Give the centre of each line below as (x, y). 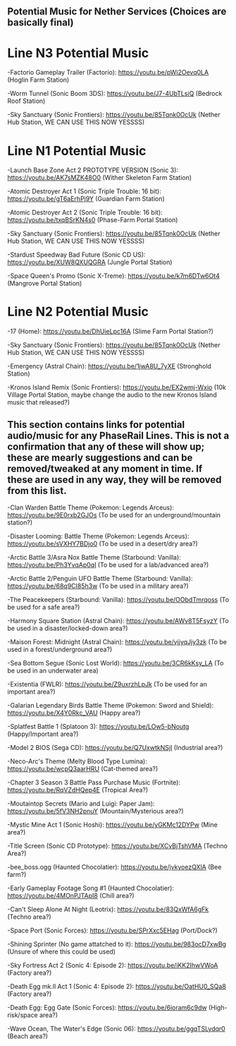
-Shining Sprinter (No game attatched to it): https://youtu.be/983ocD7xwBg (117, 945)
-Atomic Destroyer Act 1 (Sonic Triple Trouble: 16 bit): (85, 191)
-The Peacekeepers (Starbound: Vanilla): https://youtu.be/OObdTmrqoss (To (118, 600)
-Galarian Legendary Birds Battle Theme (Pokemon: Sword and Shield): (111, 706)
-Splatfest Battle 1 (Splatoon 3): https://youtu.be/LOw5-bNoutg (98, 727)
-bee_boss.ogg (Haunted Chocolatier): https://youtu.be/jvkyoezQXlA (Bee (114, 867)
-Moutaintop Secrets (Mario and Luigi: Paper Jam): (81, 804)
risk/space (23, 1015)
